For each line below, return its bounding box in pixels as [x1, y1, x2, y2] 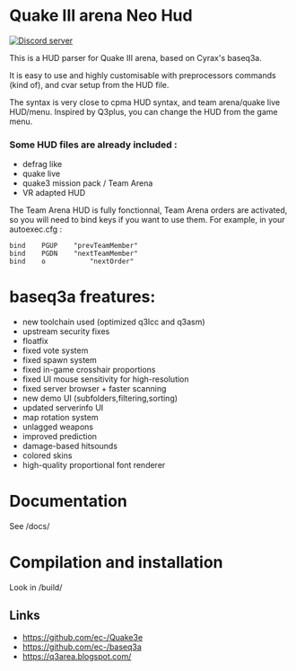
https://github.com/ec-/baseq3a [22, 641, 142, 652]
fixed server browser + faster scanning [22, 384, 167, 394]
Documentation [9, 491, 128, 512]
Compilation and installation [9, 552, 223, 573]
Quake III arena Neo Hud [9, 5, 193, 26]
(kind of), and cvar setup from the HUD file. [9, 79, 170, 90]
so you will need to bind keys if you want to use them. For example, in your [9, 215, 285, 225]
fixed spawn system [22, 355, 97, 366]
